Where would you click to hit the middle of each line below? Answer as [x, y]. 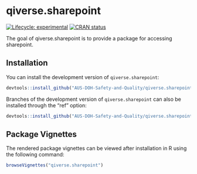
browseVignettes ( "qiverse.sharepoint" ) [55, 165]
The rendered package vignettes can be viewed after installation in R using [96, 148]
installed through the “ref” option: [46, 105]
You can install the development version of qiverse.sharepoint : [83, 77]
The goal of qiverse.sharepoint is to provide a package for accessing [89, 38]
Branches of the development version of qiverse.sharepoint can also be [94, 99]
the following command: [35, 155]
